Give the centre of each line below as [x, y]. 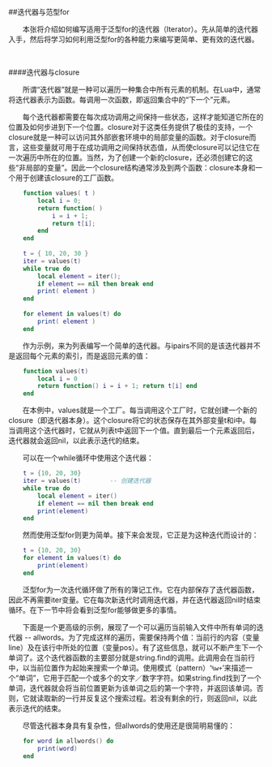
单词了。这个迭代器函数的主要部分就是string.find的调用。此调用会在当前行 [132, 657]
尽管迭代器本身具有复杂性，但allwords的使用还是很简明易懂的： [129, 726]
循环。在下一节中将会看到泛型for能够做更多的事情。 [95, 610]
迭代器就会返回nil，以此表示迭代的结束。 [76, 441]
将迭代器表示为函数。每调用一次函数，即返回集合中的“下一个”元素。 [121, 99]
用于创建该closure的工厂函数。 [67, 178]
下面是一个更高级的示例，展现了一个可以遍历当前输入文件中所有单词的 [140, 627]
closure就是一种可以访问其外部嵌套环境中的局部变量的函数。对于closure [129, 137]
